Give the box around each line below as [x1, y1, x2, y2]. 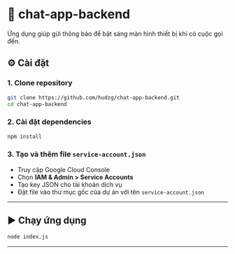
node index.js [7, 233, 49, 240]
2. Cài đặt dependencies [7, 117, 92, 127]
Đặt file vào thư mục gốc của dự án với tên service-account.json [17, 188, 204, 196]
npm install [7, 133, 42, 140]
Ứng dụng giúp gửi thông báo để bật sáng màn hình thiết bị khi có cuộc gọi [7, 29, 223, 38]
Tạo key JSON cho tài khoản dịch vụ [17, 180, 122, 188]
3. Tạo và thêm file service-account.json [7, 150, 146, 160]
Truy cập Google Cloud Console [17, 165, 111, 174]
